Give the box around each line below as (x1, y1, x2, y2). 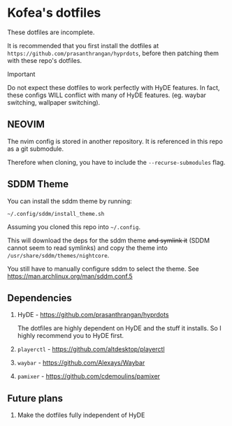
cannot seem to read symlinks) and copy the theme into (7, 243, 168, 252)
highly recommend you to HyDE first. (17, 332, 124, 340)
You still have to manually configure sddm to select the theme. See (7, 264, 199, 273)
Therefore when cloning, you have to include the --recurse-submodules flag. (7, 158, 226, 166)
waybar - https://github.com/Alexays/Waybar (17, 358, 145, 367)
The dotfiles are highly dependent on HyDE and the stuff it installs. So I (17, 324, 222, 332)
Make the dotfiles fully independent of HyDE (17, 411, 145, 420)
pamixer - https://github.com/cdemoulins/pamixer (17, 372, 161, 381)
